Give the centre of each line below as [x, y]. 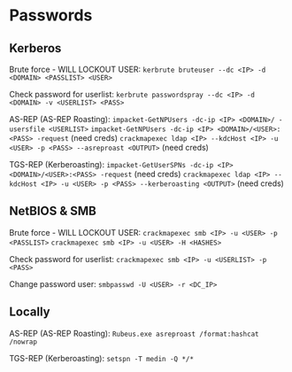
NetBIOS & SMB [53, 211]
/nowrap [23, 342]
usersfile [27, 129]
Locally [30, 312]
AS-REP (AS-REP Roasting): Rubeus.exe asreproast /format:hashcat [134, 333]
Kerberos [35, 48]
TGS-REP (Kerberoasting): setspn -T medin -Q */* [102, 358]
